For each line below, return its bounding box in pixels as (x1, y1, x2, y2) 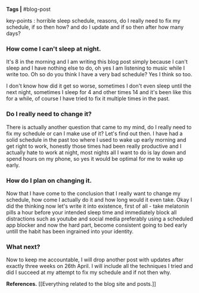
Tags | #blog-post (6, 6, 51, 13)
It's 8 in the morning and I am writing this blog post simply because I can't (6, 58, 188, 66)
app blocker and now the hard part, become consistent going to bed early (6, 221, 188, 229)
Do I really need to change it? (6, 110, 92, 119)
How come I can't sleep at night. (6, 45, 101, 53)
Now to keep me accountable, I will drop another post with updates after (6, 256, 184, 263)
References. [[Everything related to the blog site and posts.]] (6, 280, 156, 288)
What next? (6, 242, 41, 251)
